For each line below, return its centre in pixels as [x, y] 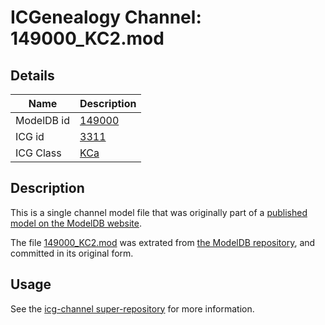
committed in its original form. [72, 253]
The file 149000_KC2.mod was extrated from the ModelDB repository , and [163, 242]
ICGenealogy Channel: [106, 17]
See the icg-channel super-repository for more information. [132, 308]
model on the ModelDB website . [76, 223]
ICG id [30, 136]
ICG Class [38, 153]
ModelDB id [43, 120]
